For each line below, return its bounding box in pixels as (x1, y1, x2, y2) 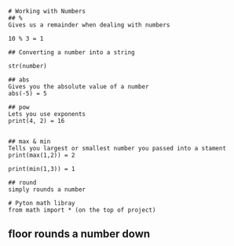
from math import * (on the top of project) (8, 206, 156, 214)
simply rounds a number (8, 186, 86, 194)
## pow (8, 103, 30, 111)
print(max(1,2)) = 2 (8, 151, 76, 159)
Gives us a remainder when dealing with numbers (8, 21, 170, 29)
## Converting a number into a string (8, 49, 135, 56)
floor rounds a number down (8, 227, 151, 241)
